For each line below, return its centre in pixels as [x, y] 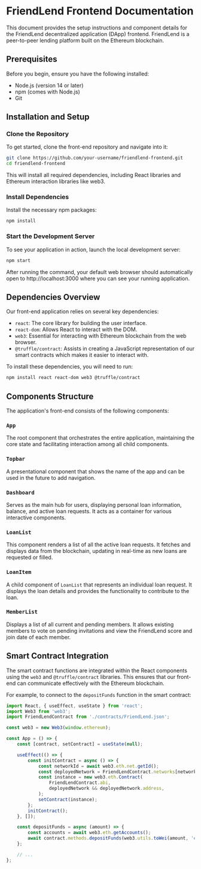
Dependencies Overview [53, 297]
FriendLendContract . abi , [80, 783]
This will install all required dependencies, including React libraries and [94, 175]
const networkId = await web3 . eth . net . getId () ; [99, 766]
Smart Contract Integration [57, 656]
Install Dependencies [38, 197]
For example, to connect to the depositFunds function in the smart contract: [99, 694]
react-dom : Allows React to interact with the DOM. [76, 330]
